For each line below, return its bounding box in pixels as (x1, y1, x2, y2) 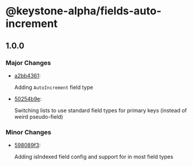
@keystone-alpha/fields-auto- (5, 4, 162, 18)
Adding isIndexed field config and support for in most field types (14, 153, 174, 161)
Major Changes (5, 59, 51, 67)
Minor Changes (5, 128, 51, 136)
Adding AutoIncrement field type (14, 84, 93, 91)
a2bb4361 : (14, 72, 41, 79)
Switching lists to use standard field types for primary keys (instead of (14, 106, 188, 114)
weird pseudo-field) (14, 113, 63, 120)
